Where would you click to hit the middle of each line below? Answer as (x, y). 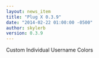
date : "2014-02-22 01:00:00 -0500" (49, 22)
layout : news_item (28, 11)
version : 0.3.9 (25, 33)
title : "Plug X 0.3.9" (34, 17)
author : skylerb (26, 28)
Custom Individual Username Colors (50, 50)
